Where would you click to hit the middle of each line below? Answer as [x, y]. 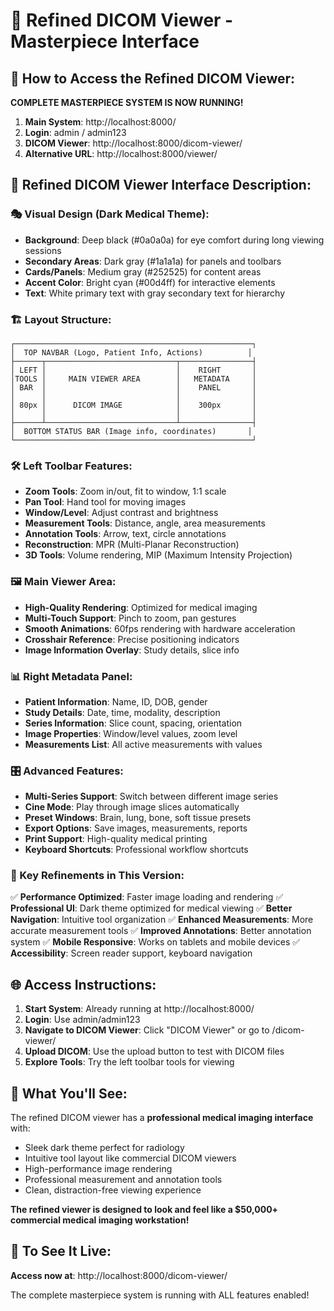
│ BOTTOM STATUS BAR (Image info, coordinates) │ [131, 431]
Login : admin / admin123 [75, 132]
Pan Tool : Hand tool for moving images [105, 502]
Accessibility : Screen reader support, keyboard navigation [131, 953]
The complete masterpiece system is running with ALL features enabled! [160, 1295]
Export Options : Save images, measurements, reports [136, 828]
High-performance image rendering [98, 1169]
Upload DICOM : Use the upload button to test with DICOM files [154, 1051]
